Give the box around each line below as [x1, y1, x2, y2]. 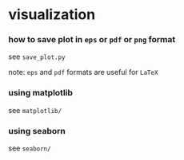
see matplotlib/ [8, 105, 62, 115]
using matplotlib [8, 88, 74, 99]
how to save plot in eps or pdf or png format [8, 34, 176, 45]
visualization [8, 6, 96, 24]
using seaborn [8, 125, 66, 136]
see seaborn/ [8, 143, 51, 153]
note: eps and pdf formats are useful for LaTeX [8, 68, 158, 77]
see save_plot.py [8, 52, 66, 61]
